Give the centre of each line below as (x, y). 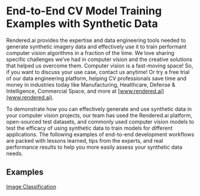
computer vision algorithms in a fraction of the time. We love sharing (90, 53)
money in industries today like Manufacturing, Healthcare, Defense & (91, 84)
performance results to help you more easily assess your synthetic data (94, 147)
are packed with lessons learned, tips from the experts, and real (84, 140)
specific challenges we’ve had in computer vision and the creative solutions (99, 59)
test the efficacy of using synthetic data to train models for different (90, 128)
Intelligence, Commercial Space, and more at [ (63, 91)
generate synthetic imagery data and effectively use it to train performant (96, 47)
